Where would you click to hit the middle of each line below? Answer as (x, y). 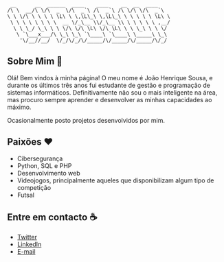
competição (34, 187)
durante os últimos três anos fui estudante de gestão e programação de (109, 85)
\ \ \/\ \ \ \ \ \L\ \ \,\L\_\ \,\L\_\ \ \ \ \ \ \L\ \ (89, 16)
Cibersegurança (40, 158)
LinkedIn (29, 244)
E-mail (26, 252)
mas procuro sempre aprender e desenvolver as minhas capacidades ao (110, 99)
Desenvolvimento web (48, 173)
